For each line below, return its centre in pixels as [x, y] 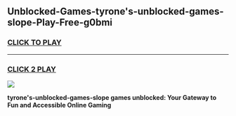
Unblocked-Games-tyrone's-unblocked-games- [116, 12]
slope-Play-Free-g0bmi [60, 23]
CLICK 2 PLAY [32, 69]
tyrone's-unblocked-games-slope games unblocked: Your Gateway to [112, 97]
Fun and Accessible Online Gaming [59, 105]
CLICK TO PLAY [34, 43]
